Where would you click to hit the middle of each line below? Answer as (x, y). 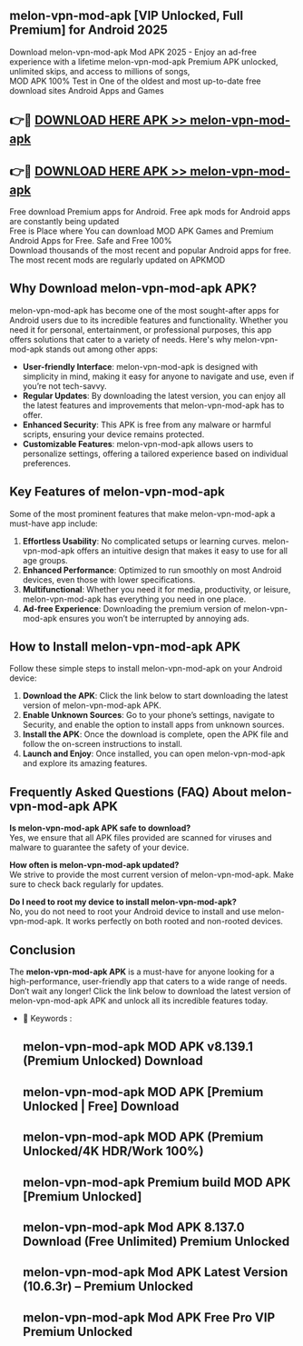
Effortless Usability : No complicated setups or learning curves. (142, 541)
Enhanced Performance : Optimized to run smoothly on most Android (152, 570)
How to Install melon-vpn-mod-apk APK (125, 647)
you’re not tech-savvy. (64, 385)
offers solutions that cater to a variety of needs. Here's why (121, 339)
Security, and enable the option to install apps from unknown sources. (153, 725)
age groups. (45, 560)
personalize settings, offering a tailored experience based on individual (155, 454)
